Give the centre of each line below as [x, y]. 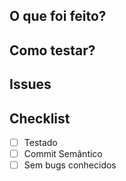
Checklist [40, 118]
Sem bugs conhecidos [70, 165]
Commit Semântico [63, 154]
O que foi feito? [58, 16]
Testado [40, 142]
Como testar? [52, 50]
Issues [30, 84]
